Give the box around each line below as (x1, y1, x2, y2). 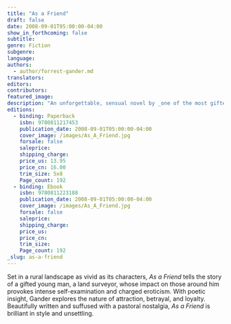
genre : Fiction (7, 42, 51, 49)
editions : (7, 106, 36, 113)
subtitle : (7, 36, 36, 43)
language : (7, 55, 36, 62)
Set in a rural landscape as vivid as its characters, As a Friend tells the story (7, 272, 222, 281)
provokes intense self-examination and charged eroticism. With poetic (7, 287, 206, 295)
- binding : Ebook (13, 183, 63, 190)
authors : (7, 61, 32, 68)
